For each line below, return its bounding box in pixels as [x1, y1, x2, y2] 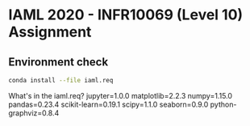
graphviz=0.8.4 [8, 107, 60, 118]
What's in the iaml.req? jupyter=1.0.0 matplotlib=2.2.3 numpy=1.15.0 [8, 90, 232, 100]
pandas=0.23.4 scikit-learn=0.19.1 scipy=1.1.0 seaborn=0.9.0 [8, 99, 209, 109]
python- [210, 99, 237, 109]
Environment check [8, 55, 109, 69]
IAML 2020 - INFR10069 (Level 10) [8, 6, 244, 24]
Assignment [8, 23, 92, 41]
